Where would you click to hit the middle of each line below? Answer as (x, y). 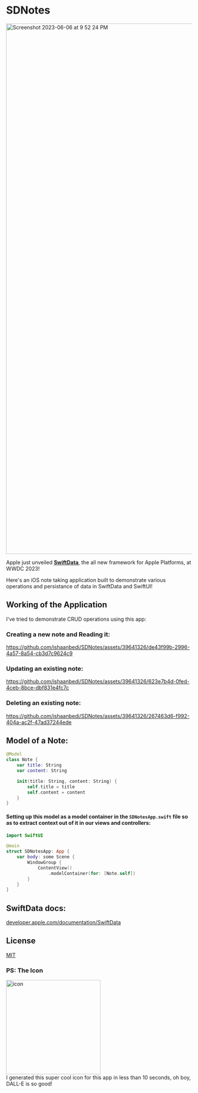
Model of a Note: (37, 741)
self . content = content (56, 792)
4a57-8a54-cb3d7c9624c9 (39, 654)
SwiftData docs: (36, 908)
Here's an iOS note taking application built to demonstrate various (86, 580)
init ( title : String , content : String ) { (67, 781)
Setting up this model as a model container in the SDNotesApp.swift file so (97, 817)
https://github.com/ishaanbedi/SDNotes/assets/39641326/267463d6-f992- (98, 716)
